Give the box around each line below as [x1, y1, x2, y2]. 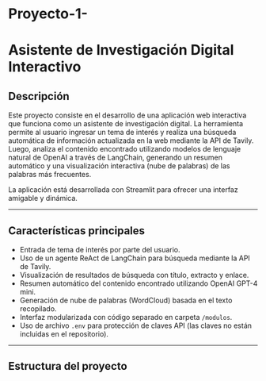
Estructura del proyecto [8, 360, 128, 373]
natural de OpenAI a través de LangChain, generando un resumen [8, 152, 223, 163]
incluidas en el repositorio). [19, 329, 109, 338]
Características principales [8, 224, 145, 237]
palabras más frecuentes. [8, 170, 92, 179]
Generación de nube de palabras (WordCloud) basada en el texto [19, 295, 233, 305]
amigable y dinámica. [8, 194, 78, 203]
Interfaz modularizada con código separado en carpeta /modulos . [19, 313, 233, 321]
